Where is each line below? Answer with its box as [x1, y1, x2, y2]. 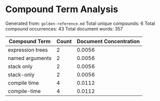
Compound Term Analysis [5, 4, 119, 15]
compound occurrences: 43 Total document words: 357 [5, 25, 123, 31]
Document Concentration [76, 38, 140, 45]
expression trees [8, 46, 48, 53]
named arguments [8, 54, 52, 61]
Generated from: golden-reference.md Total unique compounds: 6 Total [5, 20, 155, 26]
